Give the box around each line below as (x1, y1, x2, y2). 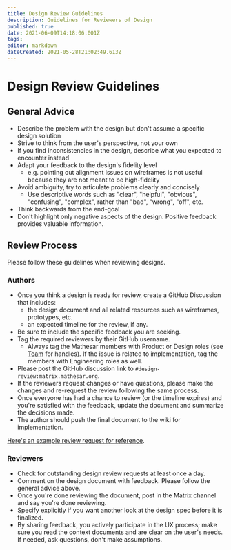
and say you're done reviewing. (17, 499, 107, 507)
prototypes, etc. (27, 312, 73, 321)
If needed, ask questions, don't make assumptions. (17, 535, 163, 544)
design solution (17, 131, 61, 140)
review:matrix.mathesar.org (17, 372, 98, 380)
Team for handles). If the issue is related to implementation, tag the (27, 350, 219, 358)
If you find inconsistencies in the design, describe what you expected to (17, 146, 222, 154)
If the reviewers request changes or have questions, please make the (17, 379, 214, 387)
